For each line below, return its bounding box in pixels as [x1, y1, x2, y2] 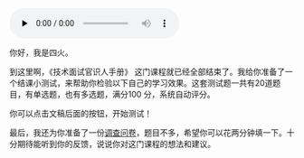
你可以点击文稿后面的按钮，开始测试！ [9, 108, 152, 118]
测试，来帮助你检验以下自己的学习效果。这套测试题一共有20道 [40, 78, 273, 88]
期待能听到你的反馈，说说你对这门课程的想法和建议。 [16, 139, 215, 149]
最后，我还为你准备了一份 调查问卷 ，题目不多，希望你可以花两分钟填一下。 [9, 127, 287, 138]
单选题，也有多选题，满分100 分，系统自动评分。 [33, 89, 215, 99]
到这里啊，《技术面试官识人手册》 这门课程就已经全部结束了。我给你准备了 [9, 67, 285, 77]
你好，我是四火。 [9, 47, 73, 58]
